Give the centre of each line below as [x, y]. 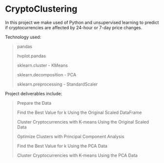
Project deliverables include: [34, 93]
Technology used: [23, 37]
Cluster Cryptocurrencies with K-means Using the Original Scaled [83, 122]
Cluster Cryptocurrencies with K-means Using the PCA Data [77, 155]
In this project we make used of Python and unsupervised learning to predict [82, 22]
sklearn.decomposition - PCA [47, 74]
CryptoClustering [41, 9]
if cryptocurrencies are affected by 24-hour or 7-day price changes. [74, 27]
